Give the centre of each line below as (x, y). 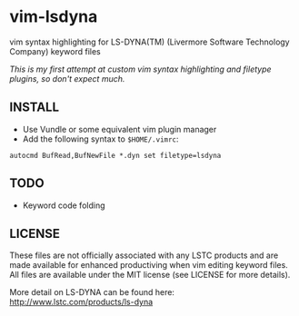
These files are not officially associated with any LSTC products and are (144, 255)
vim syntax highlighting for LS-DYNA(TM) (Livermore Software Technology (149, 42)
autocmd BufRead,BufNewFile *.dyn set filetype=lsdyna (115, 155)
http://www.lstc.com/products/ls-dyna (81, 302)
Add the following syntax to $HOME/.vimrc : (100, 139)
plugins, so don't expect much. (67, 78)
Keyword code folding (64, 205)
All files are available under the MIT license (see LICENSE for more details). (150, 275)
